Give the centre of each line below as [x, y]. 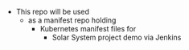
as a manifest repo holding [72, 20]
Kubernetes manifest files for [88, 29]
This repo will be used [53, 12]
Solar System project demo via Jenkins [117, 37]
